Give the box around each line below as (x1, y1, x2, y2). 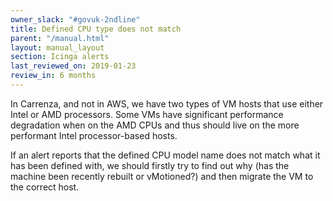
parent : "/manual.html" (10, 33, 110, 43)
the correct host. (10, 181, 80, 193)
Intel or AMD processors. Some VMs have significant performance (10, 108, 284, 120)
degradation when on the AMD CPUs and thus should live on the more (10, 119, 300, 131)
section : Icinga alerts (10, 52, 110, 62)
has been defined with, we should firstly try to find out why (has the (10, 159, 290, 171)
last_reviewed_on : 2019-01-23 (10, 61, 137, 71)
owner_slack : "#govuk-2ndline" (10, 14, 141, 25)
